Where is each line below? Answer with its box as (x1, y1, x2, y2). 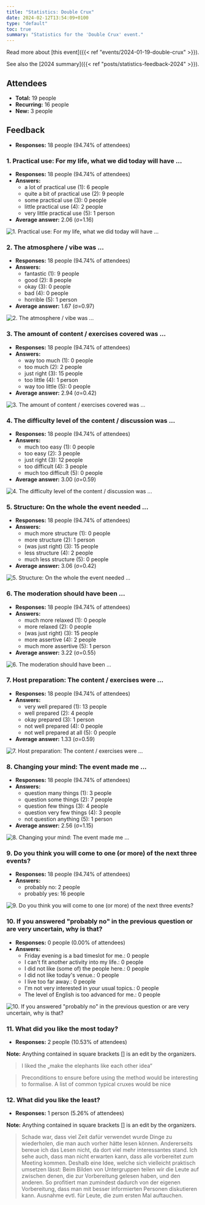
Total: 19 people (15, 94, 56, 102)
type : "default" (6, 20, 48, 26)
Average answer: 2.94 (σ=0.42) (15, 389, 97, 397)
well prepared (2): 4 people (24, 709, 94, 717)
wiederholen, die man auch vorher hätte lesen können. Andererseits (21, 1140, 193, 1147)
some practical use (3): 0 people (24, 196, 107, 204)
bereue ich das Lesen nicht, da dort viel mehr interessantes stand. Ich (21, 1146, 198, 1154)
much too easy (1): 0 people (24, 443, 95, 450)
